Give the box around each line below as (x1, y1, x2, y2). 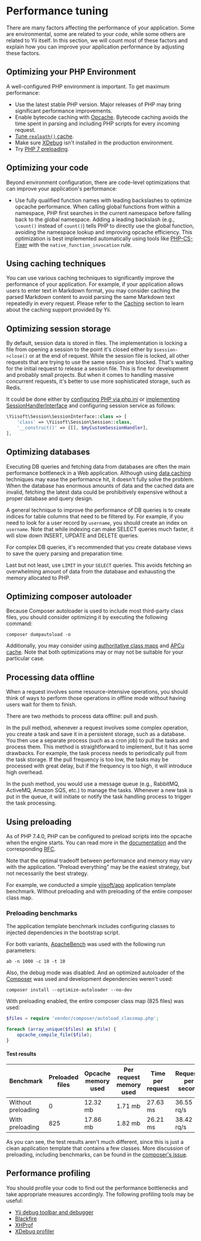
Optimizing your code (6, 163, 89, 173)
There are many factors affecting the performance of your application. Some (6, 24, 195, 31)
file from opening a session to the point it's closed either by (6, 346, 153, 353)
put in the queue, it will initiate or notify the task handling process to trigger (6, 793, 191, 801)
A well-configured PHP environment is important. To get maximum (6, 83, 170, 90)
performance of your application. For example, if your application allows (6, 280, 184, 288)
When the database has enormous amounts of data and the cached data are (6, 482, 194, 489)
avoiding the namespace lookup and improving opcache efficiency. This (14, 228, 193, 235)
